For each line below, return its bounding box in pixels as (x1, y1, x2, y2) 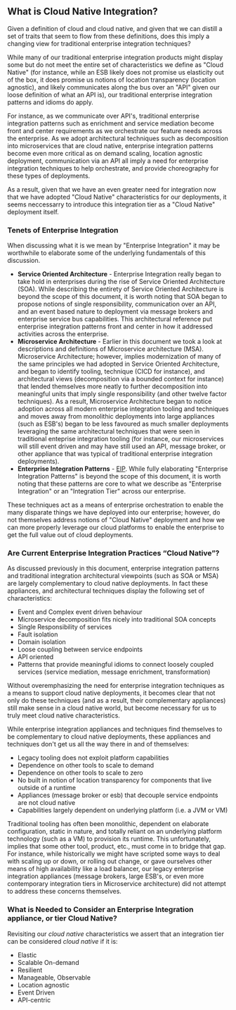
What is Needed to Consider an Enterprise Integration (7, 905, 195, 915)
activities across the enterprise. (17, 330, 109, 338)
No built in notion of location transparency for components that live (17, 776, 212, 784)
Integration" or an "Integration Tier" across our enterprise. (17, 487, 186, 495)
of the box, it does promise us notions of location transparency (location (7, 75, 216, 84)
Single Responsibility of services (17, 623, 112, 632)
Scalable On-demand (17, 958, 79, 966)
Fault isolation (17, 630, 58, 639)
